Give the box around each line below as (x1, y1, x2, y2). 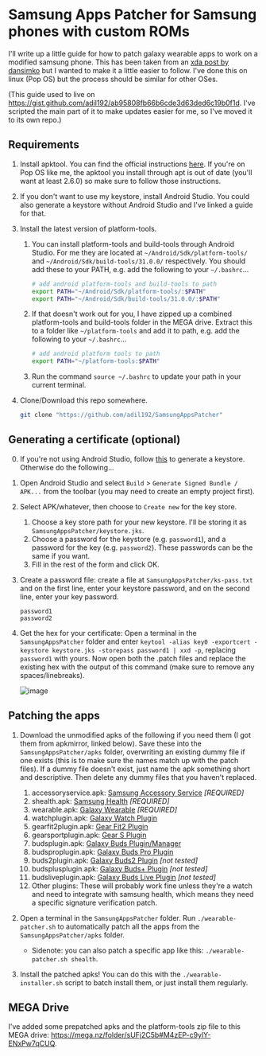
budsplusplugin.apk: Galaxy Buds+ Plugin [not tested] (31, 863, 208, 873)
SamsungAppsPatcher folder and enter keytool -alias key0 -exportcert (19, 637, 251, 646)
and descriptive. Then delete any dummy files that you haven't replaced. (19, 772, 257, 781)
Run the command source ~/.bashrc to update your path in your (31, 372, 241, 381)
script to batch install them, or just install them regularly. (64, 977, 249, 988)
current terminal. (31, 380, 87, 390)
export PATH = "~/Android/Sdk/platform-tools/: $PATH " (31, 287, 206, 295)
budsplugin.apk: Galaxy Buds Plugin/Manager (31, 838, 181, 848)
